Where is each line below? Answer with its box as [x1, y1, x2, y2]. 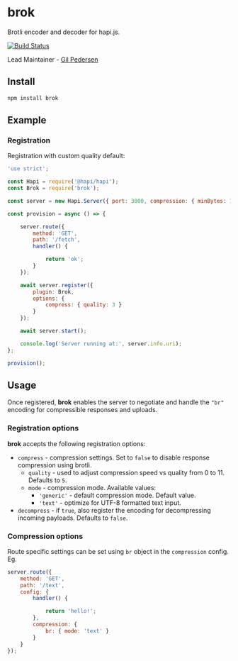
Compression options [7, 531, 84, 541]
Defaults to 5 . [28, 476, 67, 484]
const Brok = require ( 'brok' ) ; [7, 185, 100, 192]
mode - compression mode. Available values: [28, 483, 157, 491]
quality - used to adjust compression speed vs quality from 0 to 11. [28, 468, 225, 477]
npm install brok [7, 94, 59, 101]
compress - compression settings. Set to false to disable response [17, 453, 210, 462]
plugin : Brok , [33, 288, 74, 295]
